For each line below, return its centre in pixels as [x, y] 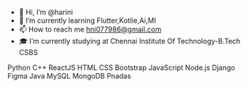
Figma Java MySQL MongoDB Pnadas [70, 76]
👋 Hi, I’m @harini [46, 12]
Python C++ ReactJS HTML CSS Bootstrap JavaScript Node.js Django [121, 68]
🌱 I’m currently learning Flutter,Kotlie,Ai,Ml [87, 20]
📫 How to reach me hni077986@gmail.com [90, 29]
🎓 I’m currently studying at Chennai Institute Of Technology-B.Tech [130, 41]
